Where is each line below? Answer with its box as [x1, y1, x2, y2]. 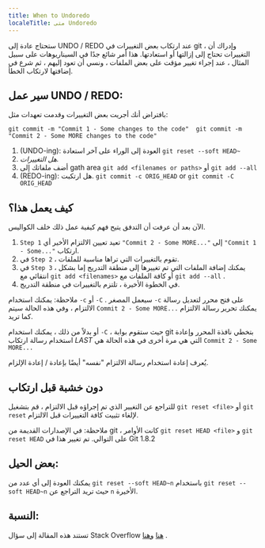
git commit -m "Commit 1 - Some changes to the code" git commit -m [8, 125, 243, 133]
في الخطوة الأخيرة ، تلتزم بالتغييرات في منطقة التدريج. [19, 280, 180, 289]
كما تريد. [8, 312, 33, 322]
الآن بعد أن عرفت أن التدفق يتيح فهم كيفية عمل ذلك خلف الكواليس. [8, 223, 206, 232]
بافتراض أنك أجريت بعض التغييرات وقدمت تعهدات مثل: [8, 110, 168, 120]
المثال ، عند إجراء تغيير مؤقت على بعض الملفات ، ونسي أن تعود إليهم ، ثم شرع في [8, 57, 249, 67]
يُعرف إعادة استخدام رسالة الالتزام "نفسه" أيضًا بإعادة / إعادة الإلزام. [8, 358, 209, 367]
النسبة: [8, 509, 40, 523]
